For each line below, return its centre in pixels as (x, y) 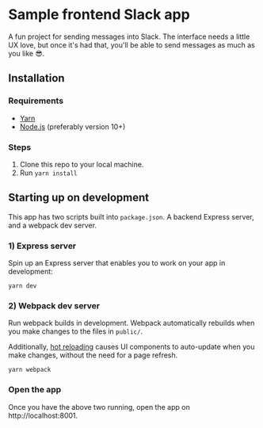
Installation (36, 78)
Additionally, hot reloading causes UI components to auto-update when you (131, 347)
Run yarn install (48, 173)
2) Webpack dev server (54, 305)
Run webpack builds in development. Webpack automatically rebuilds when (131, 323)
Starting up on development (78, 198)
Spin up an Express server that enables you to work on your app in (117, 263)
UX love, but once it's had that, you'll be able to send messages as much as (131, 44)
